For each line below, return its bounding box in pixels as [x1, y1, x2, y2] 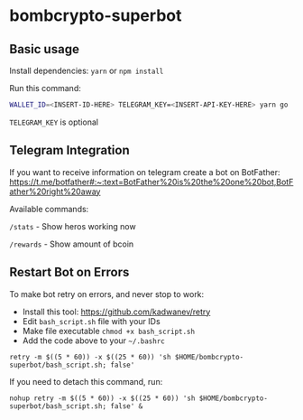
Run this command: [9, 83, 81, 93]
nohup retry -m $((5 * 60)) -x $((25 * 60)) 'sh [9, 394, 196, 403]
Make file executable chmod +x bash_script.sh [22, 325, 196, 336]
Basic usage [9, 42, 79, 57]
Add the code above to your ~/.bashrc [22, 335, 165, 346]
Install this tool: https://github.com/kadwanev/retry [22, 306, 211, 317]
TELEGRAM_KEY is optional [9, 117, 99, 127]
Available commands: [9, 203, 89, 214]
